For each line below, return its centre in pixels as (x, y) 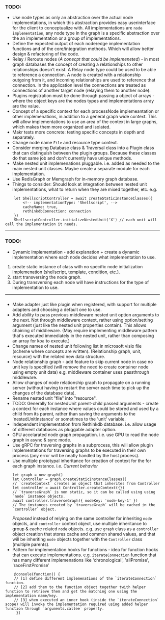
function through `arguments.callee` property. (55, 608)
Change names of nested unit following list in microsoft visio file (77, 346)
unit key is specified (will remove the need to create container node (80, 367)
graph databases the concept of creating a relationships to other (78, 64)
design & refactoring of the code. (46, 54)
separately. (24, 137)
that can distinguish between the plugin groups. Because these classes (84, 153)
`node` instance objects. (39, 496)
